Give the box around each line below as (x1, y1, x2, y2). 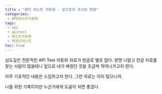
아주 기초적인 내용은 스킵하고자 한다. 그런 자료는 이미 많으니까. (5, 73, 123, 79)
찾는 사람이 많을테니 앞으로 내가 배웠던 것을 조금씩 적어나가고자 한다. (5, 63, 134, 69)
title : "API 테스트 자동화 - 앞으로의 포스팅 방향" (5, 7, 98, 12)
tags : (5, 20, 16, 26)
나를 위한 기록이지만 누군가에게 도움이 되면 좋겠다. (5, 83, 100, 90)
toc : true (5, 43, 25, 48)
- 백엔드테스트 (7, 39, 32, 44)
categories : (5, 12, 29, 16)
